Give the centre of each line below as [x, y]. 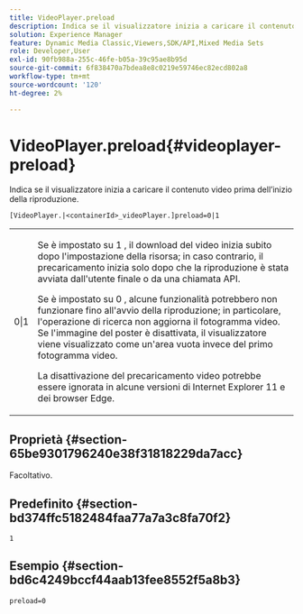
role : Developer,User [50, 51]
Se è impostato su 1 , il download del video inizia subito [155, 245]
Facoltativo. [31, 475]
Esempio [34, 566]
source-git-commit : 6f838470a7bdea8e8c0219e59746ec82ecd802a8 [129, 69]
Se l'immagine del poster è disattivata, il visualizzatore [152, 333]
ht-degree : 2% [36, 93]
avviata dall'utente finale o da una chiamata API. [139, 279]
